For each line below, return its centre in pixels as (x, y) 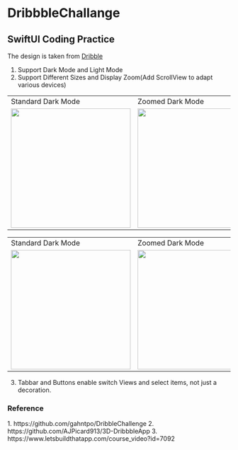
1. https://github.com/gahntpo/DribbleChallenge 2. (81, 424)
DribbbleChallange (64, 13)
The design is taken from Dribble (55, 56)
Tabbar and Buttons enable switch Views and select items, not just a (117, 382)
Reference (25, 408)
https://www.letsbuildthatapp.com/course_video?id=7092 (91, 439)
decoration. (34, 390)
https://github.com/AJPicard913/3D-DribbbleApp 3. (83, 431)
